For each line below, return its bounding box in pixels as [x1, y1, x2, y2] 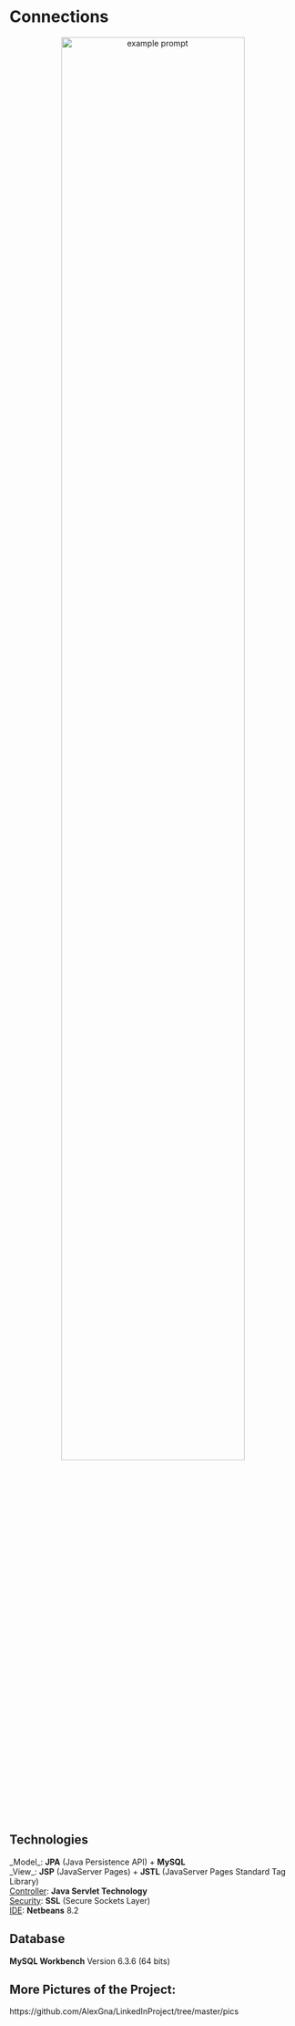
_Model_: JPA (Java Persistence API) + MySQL [9, 1856, 186, 1867]
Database [9, 1931, 66, 1947]
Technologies [9, 1832, 89, 1848]
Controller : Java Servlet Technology [9, 1886, 147, 1896]
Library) [9, 1875, 39, 1886]
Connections [9, 6, 109, 27]
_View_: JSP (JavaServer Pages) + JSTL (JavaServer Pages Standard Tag [9, 1865, 287, 1876]
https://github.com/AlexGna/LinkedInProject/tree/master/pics [9, 2006, 239, 2017]
